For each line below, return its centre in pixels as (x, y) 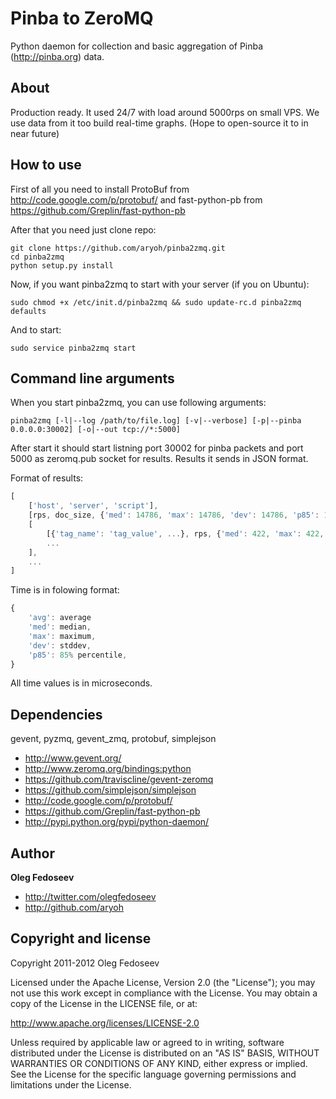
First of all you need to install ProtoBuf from (100, 189)
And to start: (36, 329)
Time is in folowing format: (65, 590)
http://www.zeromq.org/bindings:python (108, 769)
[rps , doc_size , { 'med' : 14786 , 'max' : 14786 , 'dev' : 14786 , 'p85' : (174, 515)
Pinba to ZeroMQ (82, 18)
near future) (35, 133)
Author (32, 853)
